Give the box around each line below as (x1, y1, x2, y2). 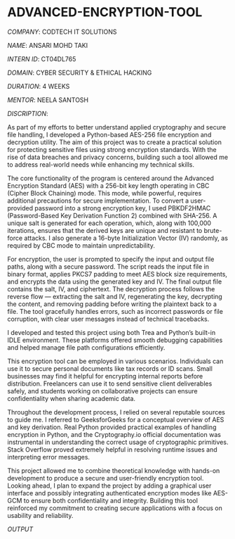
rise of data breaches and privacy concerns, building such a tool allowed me (7, 153, 229, 161)
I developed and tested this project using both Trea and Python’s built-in (7, 328, 216, 336)
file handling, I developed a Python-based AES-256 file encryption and (7, 130, 212, 139)
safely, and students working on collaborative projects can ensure (7, 386, 198, 395)
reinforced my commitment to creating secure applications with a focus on (7, 504, 223, 512)
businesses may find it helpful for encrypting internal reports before (7, 372, 203, 380)
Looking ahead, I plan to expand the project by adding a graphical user (7, 481, 212, 490)
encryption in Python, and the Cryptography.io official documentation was (7, 430, 221, 438)
